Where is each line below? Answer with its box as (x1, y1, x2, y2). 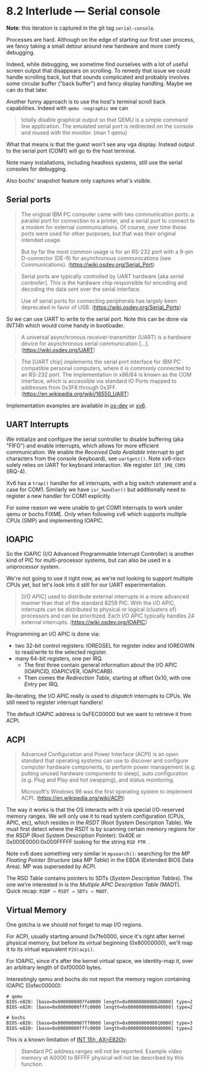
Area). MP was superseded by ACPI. (6, 863, 96, 870)
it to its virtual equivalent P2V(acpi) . (6, 945, 95, 953)
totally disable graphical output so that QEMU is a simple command (21, 116, 188, 123)
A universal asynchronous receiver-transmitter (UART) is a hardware (21, 333, 192, 341)
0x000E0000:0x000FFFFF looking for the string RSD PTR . (6, 838, 151, 846)
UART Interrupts (6, 419, 69, 430)
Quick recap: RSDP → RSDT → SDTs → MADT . (6, 887, 109, 895)
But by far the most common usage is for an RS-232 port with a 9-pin (21, 248, 194, 255)
